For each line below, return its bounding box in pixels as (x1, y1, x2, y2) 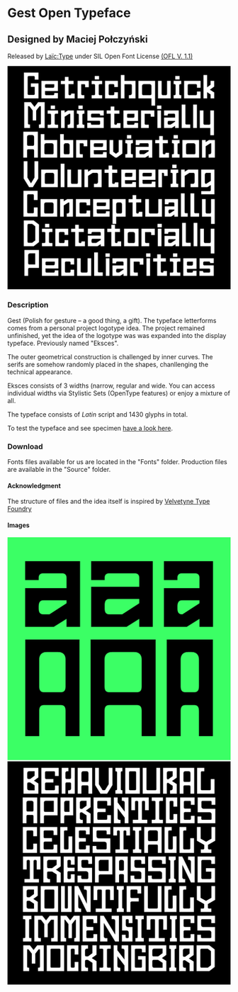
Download (7, 441, 44, 451)
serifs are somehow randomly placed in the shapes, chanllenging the (7, 360, 209, 368)
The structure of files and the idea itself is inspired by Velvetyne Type (7, 497, 210, 506)
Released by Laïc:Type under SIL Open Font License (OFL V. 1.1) (7, 52, 193, 60)
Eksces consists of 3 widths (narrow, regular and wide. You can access (7, 381, 215, 390)
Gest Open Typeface (7, 5, 131, 21)
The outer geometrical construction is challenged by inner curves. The (7, 352, 214, 361)
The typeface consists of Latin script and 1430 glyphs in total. (7, 410, 188, 419)
